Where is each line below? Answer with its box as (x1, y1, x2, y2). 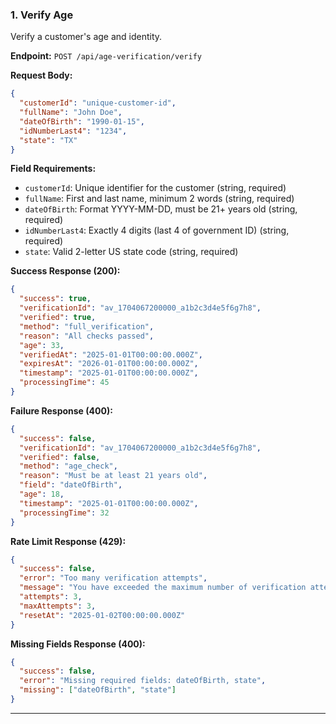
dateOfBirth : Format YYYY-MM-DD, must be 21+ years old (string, (24, 203, 298, 215)
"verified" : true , (19, 313, 97, 323)
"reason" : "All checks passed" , (19, 331, 155, 341)
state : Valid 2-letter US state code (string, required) (24, 246, 239, 258)
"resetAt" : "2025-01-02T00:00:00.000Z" (19, 610, 186, 620)
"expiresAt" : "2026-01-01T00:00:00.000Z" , (19, 359, 199, 369)
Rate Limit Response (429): (10, 535, 127, 547)
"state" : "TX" (19, 135, 78, 145)
